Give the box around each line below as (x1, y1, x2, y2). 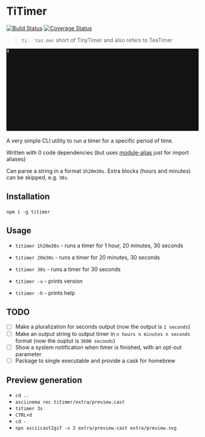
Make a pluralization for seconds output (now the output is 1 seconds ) (15, 323, 190, 331)
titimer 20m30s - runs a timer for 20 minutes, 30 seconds (15, 253, 160, 261)
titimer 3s (15, 405, 43, 411)
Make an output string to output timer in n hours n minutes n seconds (15, 330, 190, 337)
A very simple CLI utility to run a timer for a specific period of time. (6, 137, 174, 144)
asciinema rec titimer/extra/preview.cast (15, 399, 125, 405)
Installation (6, 192, 50, 202)
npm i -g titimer (6, 209, 51, 215)
